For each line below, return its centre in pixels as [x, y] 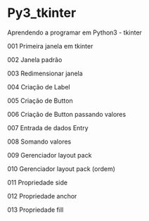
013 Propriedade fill [35, 210]
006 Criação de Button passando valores [67, 114]
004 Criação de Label [39, 87]
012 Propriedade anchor [42, 196]
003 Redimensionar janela [45, 73]
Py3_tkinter [42, 13]
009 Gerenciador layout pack [50, 155]
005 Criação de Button [40, 101]
